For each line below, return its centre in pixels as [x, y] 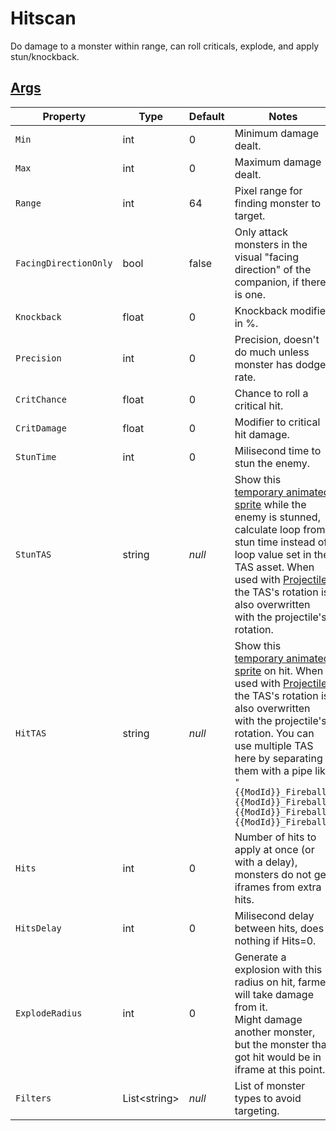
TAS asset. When [274, 567]
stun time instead [275, 542]
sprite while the [270, 504]
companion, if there [280, 282]
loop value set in [273, 554]
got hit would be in [278, 1057]
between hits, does [279, 928]
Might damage [268, 1019]
